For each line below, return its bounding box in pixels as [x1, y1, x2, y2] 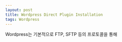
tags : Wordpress [5, 17, 39, 22]
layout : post [5, 7, 33, 13]
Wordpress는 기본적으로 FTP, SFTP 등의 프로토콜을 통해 [5, 31, 117, 37]
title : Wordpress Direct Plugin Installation [5, 12, 103, 17]
